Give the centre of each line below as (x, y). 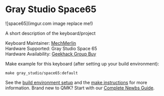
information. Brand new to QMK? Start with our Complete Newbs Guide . (80, 88)
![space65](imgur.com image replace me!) (49, 23)
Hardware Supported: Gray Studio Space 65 (51, 48)
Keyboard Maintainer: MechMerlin (41, 43)
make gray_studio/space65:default (42, 73)
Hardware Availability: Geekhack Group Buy (51, 54)
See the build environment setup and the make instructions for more (76, 82)
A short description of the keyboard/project (51, 33)
